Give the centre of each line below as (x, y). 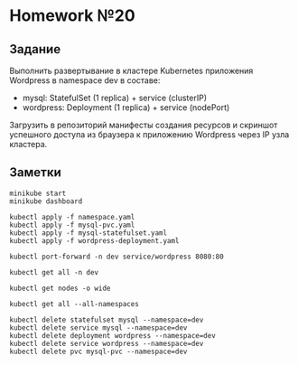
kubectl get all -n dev (54, 272)
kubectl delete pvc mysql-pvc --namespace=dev (98, 351)
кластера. (28, 144)
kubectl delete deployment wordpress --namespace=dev (113, 335)
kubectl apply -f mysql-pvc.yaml (72, 225)
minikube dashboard (46, 201)
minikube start (38, 193)
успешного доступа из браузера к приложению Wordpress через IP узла (149, 135)
